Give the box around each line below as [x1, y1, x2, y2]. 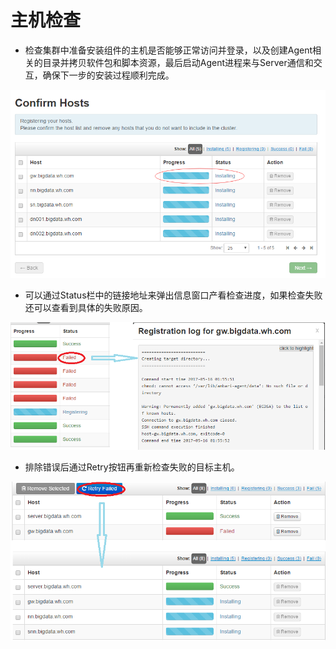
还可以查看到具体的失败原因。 [24, 301, 148, 313]
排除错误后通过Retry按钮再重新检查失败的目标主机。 [24, 461, 240, 473]
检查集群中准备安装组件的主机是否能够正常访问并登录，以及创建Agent [24, 44, 313, 56]
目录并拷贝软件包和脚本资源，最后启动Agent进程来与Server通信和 [42, 56, 314, 68]
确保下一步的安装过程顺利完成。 [42, 69, 175, 81]
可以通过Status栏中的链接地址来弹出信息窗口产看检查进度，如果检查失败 [24, 289, 323, 301]
